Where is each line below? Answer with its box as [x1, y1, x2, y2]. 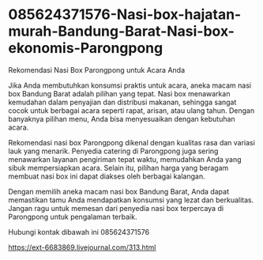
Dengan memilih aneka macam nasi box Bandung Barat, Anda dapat [8, 187, 229, 196]
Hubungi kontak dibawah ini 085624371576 [8, 227, 150, 236]
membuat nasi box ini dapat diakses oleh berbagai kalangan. [8, 171, 205, 181]
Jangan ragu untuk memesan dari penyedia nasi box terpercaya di [8, 203, 224, 213]
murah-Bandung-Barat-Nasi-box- [8, 22, 235, 40]
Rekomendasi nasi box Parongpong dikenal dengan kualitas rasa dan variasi [8, 138, 255, 147]
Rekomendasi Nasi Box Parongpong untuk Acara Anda [8, 65, 186, 74]
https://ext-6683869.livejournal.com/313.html [8, 243, 156, 252]
